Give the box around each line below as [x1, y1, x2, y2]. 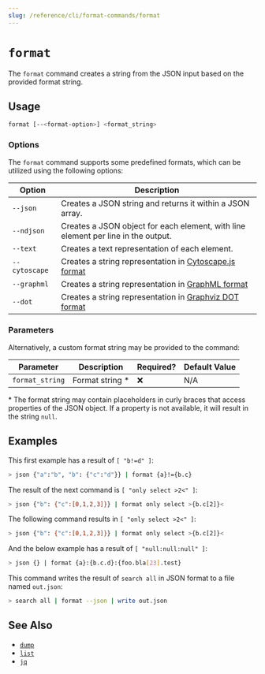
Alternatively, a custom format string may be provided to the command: [8, 342, 241, 352]
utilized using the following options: [8, 166, 124, 175]
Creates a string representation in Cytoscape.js [60, 255, 236, 266]
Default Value [184, 361, 237, 372]
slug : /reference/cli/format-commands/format [8, 11, 160, 20]
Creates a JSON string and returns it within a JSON [60, 198, 250, 209]
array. [60, 207, 83, 218]
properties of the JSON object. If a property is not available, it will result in [8, 403, 249, 412]
